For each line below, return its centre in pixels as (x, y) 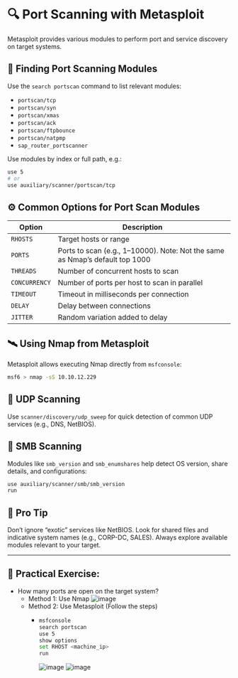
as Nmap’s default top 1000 (104, 259)
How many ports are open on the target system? (88, 591)
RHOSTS (22, 239)
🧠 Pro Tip (28, 513)
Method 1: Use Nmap (59, 598)
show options (58, 640)
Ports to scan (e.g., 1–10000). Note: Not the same (141, 251)
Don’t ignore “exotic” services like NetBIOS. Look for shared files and (108, 530)
